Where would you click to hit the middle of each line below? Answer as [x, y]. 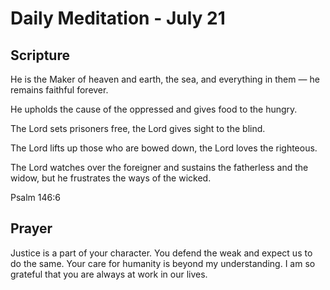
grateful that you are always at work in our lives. [109, 274]
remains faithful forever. [59, 90]
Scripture [40, 55]
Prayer [31, 228]
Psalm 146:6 [35, 197]
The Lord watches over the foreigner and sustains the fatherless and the [159, 167]
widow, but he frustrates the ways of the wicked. [111, 178]
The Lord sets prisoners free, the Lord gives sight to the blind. [138, 128]
